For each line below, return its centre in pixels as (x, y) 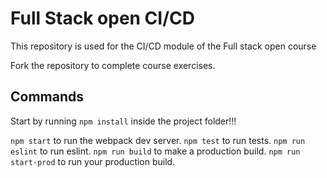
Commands (47, 97)
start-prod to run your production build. (93, 161)
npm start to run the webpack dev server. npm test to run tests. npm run (158, 140)
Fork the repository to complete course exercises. (113, 65)
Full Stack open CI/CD (102, 18)
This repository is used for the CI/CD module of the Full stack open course (163, 46)
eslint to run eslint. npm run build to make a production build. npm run (155, 151)
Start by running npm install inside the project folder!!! (123, 121)
